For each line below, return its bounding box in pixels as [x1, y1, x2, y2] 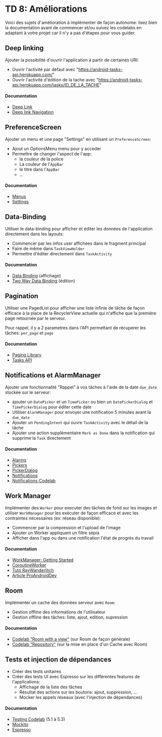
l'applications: [12, 679, 40, 684]
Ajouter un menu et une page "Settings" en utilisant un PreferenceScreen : [5, 136, 151, 142]
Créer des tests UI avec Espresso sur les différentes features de [12, 674, 140, 679]
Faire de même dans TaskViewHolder [12, 245, 85, 252]
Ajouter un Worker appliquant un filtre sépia [12, 530, 99, 536]
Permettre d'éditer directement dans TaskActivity [12, 251, 113, 256]
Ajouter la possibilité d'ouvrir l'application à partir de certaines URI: [5, 57, 139, 63]
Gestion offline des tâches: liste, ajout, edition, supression [12, 614, 128, 620]
